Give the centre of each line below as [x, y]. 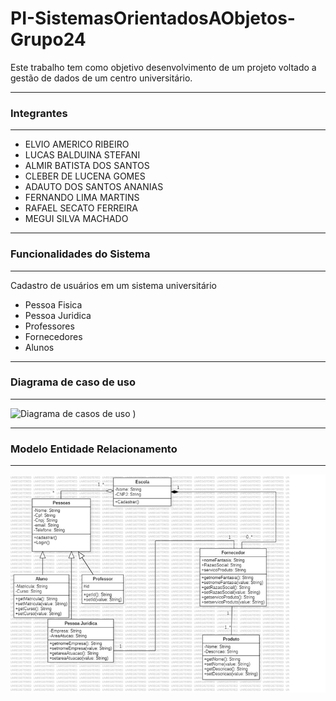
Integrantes [39, 113]
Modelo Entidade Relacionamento [94, 449]
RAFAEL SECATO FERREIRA [81, 208]
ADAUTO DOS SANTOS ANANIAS [94, 187]
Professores [49, 326]
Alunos [39, 347]
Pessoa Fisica [53, 304]
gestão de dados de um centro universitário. [101, 78]
